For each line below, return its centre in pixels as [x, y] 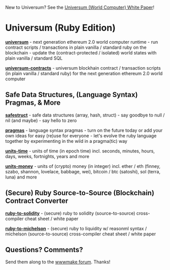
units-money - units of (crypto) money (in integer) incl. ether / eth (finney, [83, 166]
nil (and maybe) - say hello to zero [41, 120]
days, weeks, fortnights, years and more [47, 156]
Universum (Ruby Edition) [60, 28]
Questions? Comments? [44, 249]
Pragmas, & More [33, 103]
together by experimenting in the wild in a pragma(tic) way [66, 141]
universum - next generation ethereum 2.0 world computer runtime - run [82, 42]
